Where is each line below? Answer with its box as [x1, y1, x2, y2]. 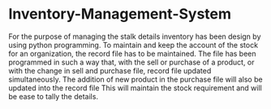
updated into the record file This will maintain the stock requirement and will [8, 82, 262, 93]
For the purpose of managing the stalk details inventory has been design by [8, 31, 261, 41]
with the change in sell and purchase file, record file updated [8, 65, 212, 75]
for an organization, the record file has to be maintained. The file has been [8, 48, 257, 58]
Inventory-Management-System [8, 5, 232, 23]
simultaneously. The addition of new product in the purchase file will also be [8, 74, 263, 84]
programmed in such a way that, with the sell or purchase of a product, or [8, 57, 255, 67]
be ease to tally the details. [8, 91, 99, 101]
